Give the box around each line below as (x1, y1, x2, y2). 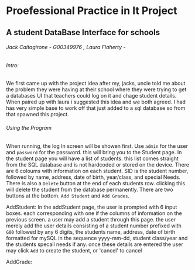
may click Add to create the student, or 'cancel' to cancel (6, 247, 142, 254)
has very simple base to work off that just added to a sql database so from (6, 105, 186, 112)
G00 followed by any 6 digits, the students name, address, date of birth (6, 228, 176, 235)
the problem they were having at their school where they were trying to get (6, 86, 187, 93)
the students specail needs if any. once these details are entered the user (6, 241, 183, 248)
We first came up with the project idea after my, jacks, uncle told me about (6, 80, 186, 87)
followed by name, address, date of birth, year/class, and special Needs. (6, 174, 181, 181)
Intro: (6, 61, 19, 68)
